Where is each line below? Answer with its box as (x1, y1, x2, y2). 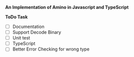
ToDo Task (5, 14, 28, 19)
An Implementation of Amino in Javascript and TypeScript (5, 4, 129, 10)
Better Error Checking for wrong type (12, 46, 90, 52)
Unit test (12, 35, 30, 41)
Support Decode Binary (12, 29, 61, 35)
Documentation (12, 23, 45, 29)
